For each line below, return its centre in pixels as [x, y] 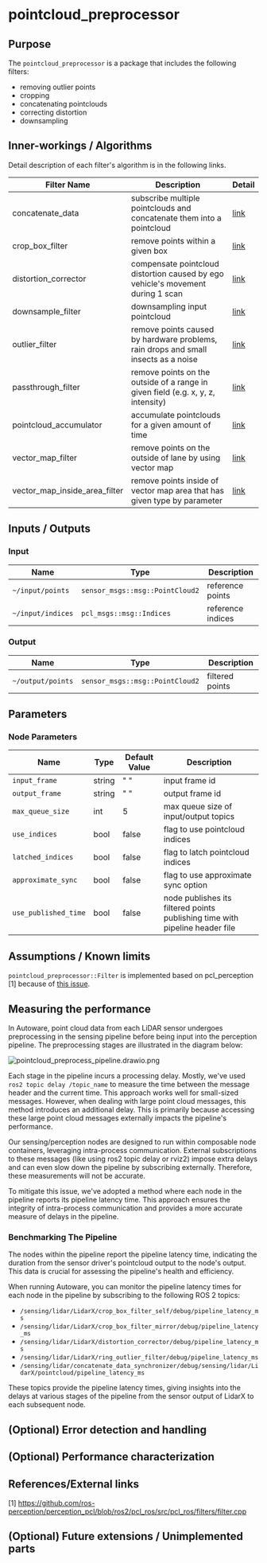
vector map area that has [178, 490]
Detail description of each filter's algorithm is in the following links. [117, 165]
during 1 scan [157, 294]
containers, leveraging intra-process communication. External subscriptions [132, 1151]
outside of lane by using [176, 458]
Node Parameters [43, 737]
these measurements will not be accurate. [77, 1176]
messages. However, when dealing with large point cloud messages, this [127, 1101]
